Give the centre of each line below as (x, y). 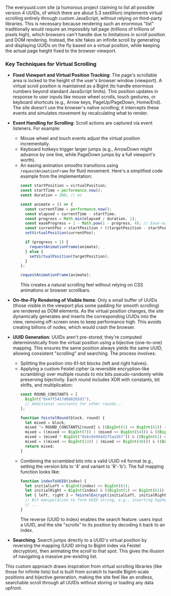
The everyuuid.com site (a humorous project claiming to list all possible (80, 7)
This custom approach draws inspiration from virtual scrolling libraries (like (84, 566)
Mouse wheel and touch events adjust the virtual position (80, 138)
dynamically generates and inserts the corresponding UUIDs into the (84, 317)
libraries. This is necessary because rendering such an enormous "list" (80, 23)
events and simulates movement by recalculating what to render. (80, 113)
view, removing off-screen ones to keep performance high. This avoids (87, 322)
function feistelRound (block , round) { (63, 418)
